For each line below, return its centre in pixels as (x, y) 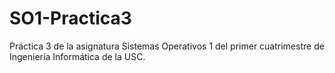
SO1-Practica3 (70, 18)
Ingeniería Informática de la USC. (77, 56)
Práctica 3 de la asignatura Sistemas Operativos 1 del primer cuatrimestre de (167, 46)
